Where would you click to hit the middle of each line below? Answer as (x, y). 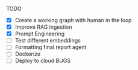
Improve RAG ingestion (43, 27)
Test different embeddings (48, 41)
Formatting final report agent (51, 47)
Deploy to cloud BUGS (43, 61)
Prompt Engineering (40, 34)
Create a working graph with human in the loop (73, 20)
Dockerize (28, 54)
